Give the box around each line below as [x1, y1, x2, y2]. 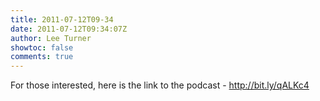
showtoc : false [10, 42, 74, 53]
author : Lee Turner [10, 33, 92, 43]
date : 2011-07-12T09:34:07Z [10, 24, 128, 34]
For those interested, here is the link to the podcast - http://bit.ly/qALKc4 [10, 79, 310, 91]
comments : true [10, 52, 74, 62]
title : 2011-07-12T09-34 [10, 14, 114, 25]
